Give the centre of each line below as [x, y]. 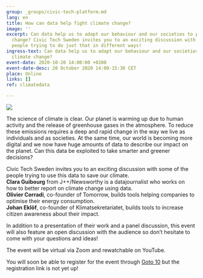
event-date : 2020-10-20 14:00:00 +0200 [56, 62]
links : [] [19, 79]
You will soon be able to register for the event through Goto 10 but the [93, 262]
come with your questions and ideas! [52, 238]
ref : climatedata [28, 85]
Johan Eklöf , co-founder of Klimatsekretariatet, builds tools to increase [95, 207]
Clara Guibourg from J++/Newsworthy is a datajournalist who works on [96, 182]
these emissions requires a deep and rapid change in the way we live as [96, 131]
